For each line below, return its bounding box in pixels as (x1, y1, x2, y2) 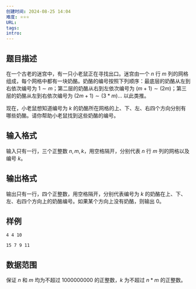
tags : (6, 25, 19, 31)
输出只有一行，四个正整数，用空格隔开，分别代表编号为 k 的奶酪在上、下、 (6, 190, 186, 197)
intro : (6, 30, 22, 36)
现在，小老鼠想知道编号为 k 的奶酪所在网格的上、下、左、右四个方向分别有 (6, 104, 186, 111)
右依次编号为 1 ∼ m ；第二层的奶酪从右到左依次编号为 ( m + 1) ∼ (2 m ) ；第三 (6, 84, 187, 91)
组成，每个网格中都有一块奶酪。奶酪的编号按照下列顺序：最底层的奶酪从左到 (6, 77, 191, 84)
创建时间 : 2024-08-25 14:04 (6, 8, 71, 15)
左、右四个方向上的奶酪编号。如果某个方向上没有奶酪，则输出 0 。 (6, 198, 165, 205)
